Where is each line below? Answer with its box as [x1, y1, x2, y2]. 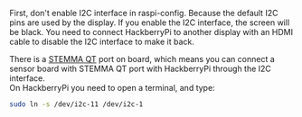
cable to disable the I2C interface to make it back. [9, 36, 194, 47]
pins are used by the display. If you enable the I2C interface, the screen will [9, 17, 290, 28]
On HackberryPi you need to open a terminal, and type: [9, 83, 215, 93]
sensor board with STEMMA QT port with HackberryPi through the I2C [9, 63, 271, 74]
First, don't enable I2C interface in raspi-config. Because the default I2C [9, 8, 278, 18]
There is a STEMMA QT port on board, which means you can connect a [9, 54, 276, 64]
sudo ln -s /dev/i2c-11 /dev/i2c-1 [9, 100, 144, 109]
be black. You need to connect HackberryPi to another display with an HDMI [9, 27, 294, 37]
